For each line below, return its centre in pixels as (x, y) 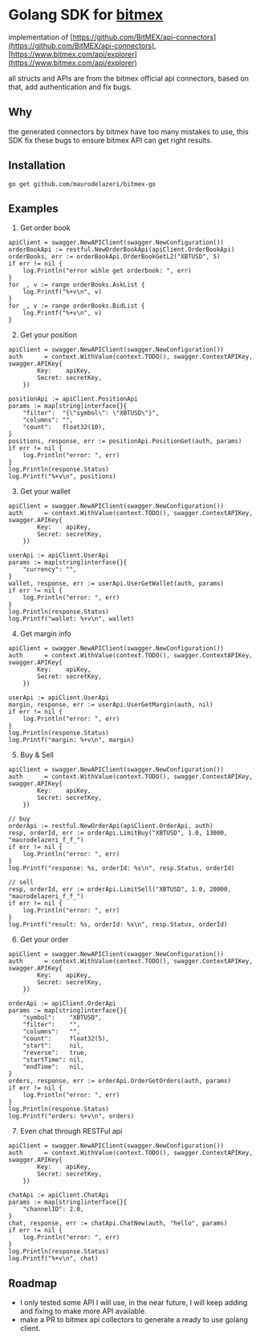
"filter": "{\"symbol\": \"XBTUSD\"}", (91, 413)
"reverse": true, (55, 1053)
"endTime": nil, (53, 1067)
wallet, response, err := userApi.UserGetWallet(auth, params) (116, 584)
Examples (33, 208)
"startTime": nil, (53, 1060)
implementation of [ (41, 37)
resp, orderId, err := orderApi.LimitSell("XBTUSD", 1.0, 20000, (120, 890)
